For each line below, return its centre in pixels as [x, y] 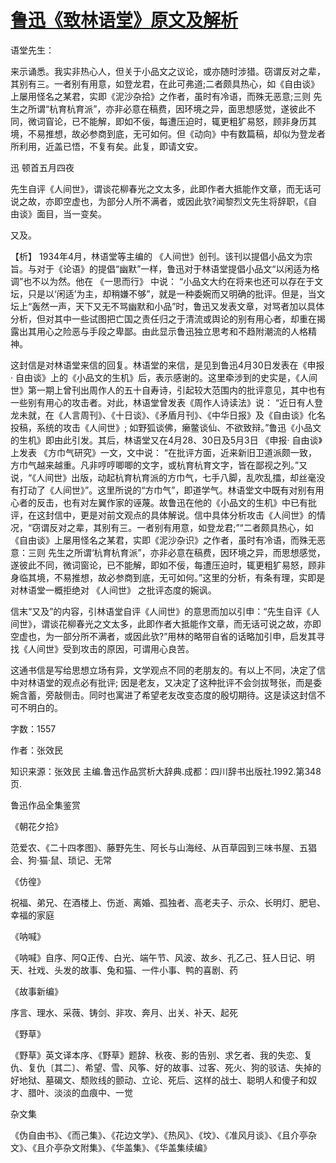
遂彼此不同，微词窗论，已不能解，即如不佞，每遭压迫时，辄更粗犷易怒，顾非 [168, 565]
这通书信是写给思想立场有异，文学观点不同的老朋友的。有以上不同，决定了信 [168, 670]
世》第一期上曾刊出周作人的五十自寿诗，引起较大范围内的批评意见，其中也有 [168, 390]
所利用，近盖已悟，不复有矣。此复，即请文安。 [106, 146]
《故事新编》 [36, 991]
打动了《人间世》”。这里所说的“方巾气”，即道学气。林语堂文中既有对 [158, 490]
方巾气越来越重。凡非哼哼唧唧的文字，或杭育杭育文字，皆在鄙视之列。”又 [159, 465]
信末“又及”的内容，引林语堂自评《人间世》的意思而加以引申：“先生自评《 [161, 611]
